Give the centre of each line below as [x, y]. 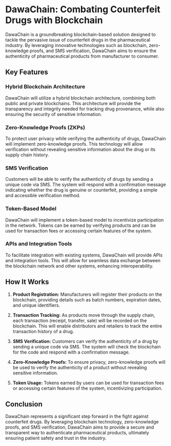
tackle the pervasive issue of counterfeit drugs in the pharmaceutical [78, 40]
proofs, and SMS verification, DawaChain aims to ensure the [93, 51]
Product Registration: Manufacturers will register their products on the [87, 294]
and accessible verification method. [43, 196]
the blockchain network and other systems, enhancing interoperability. [79, 266]
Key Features [27, 72]
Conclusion [24, 404]
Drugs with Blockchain [54, 20]
